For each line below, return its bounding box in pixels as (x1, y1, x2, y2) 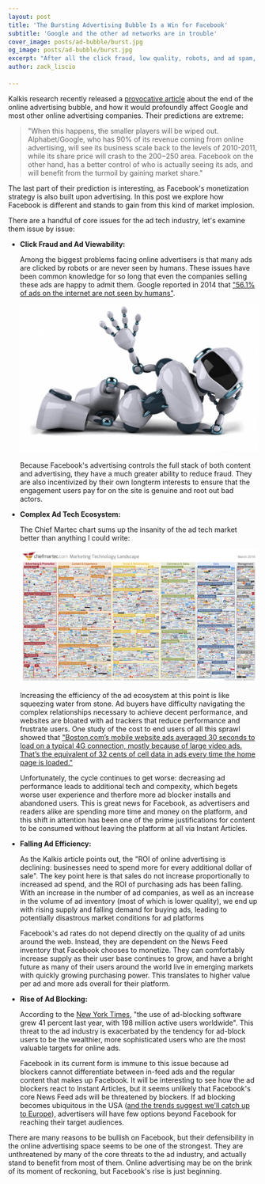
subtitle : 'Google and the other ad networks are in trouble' (8, 29, 218, 37)
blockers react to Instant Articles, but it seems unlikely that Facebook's (19, 1083, 252, 1093)
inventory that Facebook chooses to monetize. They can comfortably (19, 945, 245, 954)
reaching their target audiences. (19, 1117, 125, 1127)
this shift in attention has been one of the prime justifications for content (19, 815, 256, 825)
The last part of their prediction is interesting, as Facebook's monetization (8, 183, 249, 193)
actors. (19, 494, 44, 503)
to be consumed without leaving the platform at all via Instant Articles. (19, 823, 248, 833)
